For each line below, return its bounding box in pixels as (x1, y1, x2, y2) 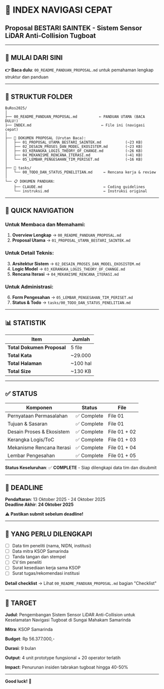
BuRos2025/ (5, 105, 27, 110)
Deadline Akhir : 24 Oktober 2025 (5, 501, 74, 507)
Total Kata (7, 352, 32, 358)
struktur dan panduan (5, 74, 49, 80)
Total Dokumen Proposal (7, 344, 66, 351)
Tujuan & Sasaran (7, 420, 48, 427)
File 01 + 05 (108, 452, 136, 459)
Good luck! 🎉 (5, 678, 32, 684)
